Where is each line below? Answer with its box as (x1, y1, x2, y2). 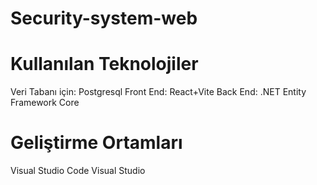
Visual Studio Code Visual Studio (10, 165, 146, 177)
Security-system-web (10, 7, 198, 30)
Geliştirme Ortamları (10, 132, 183, 154)
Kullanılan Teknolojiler (10, 53, 199, 76)
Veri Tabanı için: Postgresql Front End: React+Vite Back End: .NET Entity (10, 86, 307, 98)
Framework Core (10, 97, 80, 109)
